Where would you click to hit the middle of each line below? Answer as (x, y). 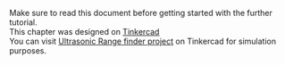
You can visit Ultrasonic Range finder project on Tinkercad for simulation (143, 41)
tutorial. (23, 22)
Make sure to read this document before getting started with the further (141, 13)
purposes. (28, 51)
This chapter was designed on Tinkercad (84, 32)
